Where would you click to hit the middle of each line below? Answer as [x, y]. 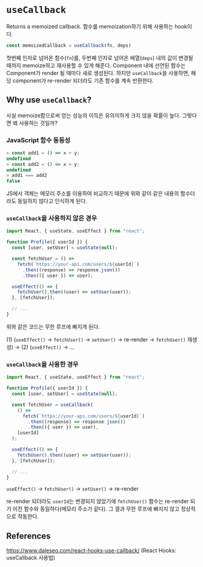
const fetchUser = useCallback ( [53, 405]
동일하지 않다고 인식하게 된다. [52, 201]
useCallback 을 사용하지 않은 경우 [52, 218]
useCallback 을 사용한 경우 [42, 364]
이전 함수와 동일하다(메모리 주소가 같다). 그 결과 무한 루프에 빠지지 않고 [96, 509]
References [28, 536]
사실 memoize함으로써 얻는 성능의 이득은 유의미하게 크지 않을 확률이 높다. [94, 115]
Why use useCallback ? [49, 100]
